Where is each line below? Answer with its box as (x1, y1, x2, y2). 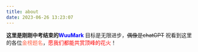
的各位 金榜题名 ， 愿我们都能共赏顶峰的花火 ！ (6, 39, 117, 46)
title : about (6, 8, 39, 15)
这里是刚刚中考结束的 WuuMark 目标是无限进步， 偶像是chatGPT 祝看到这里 (6, 31, 193, 39)
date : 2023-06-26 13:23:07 (6, 14, 74, 20)
